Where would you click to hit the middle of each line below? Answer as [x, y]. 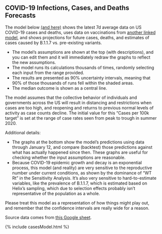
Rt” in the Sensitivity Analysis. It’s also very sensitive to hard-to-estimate [84, 178]
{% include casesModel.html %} [37, 227]
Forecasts [20, 16]
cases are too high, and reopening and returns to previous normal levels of [79, 108]
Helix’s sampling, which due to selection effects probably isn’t [74, 188]
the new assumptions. [34, 62]
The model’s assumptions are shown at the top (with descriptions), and [83, 52]
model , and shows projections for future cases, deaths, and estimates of [77, 37]
